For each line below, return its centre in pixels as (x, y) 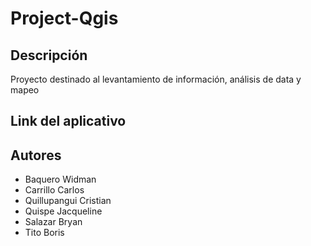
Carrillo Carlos (54, 190)
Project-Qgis (64, 18)
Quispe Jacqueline (63, 211)
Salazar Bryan (53, 222)
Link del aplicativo (68, 121)
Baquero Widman (60, 179)
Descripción (49, 55)
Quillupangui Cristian (68, 201)
